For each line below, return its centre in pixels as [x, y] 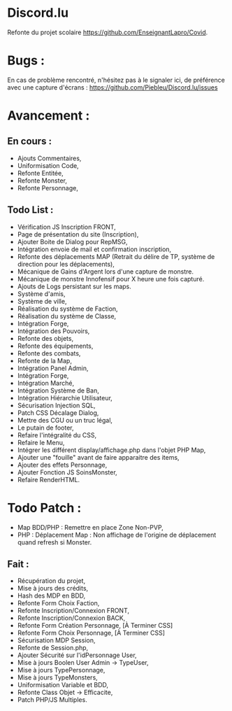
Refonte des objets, [45, 338]
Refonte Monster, [42, 181]
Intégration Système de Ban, [58, 390]
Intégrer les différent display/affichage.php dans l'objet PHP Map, [111, 450]
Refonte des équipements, [55, 346]
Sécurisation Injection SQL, [56, 405]
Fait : [18, 564]
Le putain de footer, [46, 428]
